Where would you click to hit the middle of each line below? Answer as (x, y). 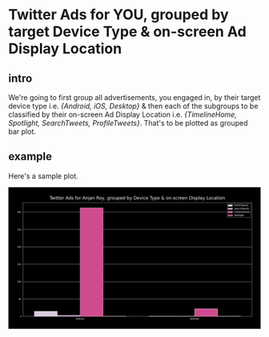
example (30, 156)
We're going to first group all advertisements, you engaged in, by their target (134, 97)
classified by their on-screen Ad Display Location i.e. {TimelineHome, (123, 114)
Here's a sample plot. (43, 176)
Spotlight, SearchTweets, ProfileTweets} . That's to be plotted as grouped (128, 123)
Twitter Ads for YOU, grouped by (119, 15)
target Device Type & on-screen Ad (127, 32)
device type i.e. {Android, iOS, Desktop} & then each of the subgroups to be (133, 106)
